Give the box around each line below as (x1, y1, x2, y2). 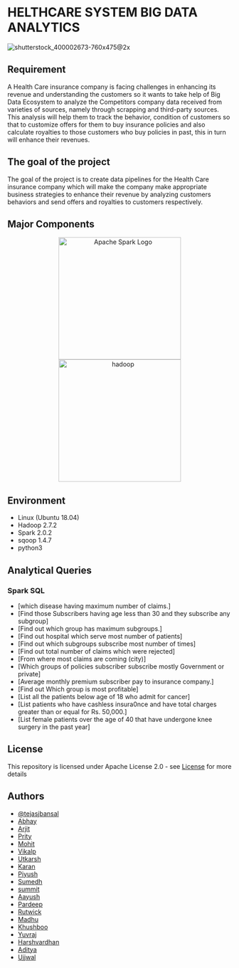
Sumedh (17, 877, 43, 885)
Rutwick (17, 908, 42, 916)
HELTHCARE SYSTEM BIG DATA (7, 4, 198, 21)
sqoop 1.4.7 (17, 536, 52, 545)
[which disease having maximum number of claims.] (17, 602, 171, 610)
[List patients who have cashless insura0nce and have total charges (17, 700, 217, 708)
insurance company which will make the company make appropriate (7, 182, 208, 191)
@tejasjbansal (17, 809, 59, 818)
